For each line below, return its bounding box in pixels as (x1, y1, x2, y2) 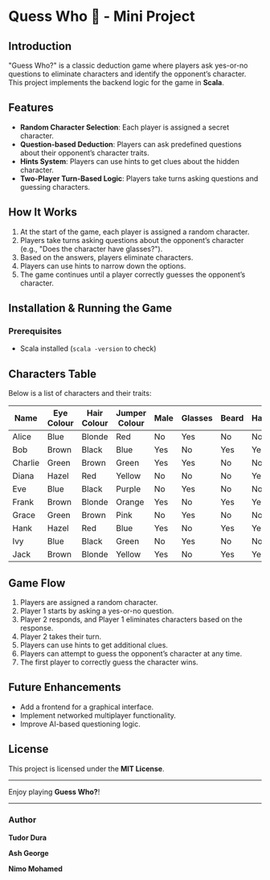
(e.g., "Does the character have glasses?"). (19, 244, 163, 253)
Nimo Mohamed (8, 864, 63, 874)
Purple (116, 483, 141, 495)
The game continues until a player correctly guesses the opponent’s (19, 269, 246, 279)
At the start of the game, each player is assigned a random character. (19, 227, 250, 236)
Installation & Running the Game (8, 302, 173, 315)
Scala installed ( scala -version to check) (19, 343, 157, 353)
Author (8, 814, 37, 825)
